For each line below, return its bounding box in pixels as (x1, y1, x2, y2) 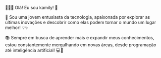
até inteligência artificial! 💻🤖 (5, 47, 63, 53)
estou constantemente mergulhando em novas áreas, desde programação (5, 42, 157, 48)
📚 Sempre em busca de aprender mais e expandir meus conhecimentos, (5, 35, 155, 40)
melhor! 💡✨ (5, 25, 29, 30)
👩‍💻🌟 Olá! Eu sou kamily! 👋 (5, 5, 58, 10)
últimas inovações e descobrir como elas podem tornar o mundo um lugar (5, 20, 157, 25)
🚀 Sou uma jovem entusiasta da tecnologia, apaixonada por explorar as (5, 14, 150, 20)
